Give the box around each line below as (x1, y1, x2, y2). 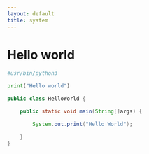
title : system (7, 17, 49, 24)
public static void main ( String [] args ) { (20, 108, 142, 115)
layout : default (7, 10, 55, 17)
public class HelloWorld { (7, 95, 86, 102)
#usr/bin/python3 (7, 70, 58, 77)
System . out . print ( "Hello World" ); (32, 120, 133, 127)
